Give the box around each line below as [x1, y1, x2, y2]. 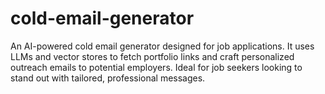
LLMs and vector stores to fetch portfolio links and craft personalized [10, 50, 295, 62]
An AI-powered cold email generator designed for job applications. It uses [10, 40, 315, 52]
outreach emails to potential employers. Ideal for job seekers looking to [10, 61, 303, 73]
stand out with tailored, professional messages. [10, 72, 206, 84]
